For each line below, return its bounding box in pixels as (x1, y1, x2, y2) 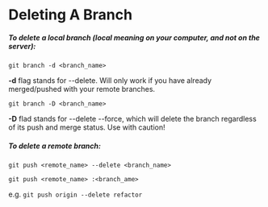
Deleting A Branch (8, 6, 133, 24)
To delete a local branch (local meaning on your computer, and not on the (8, 32, 261, 42)
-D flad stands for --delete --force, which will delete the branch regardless (8, 114, 257, 124)
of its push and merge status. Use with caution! (8, 122, 165, 132)
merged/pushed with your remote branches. (8, 85, 156, 94)
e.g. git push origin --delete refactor (8, 189, 143, 199)
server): (8, 41, 36, 51)
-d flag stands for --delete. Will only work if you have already (8, 76, 212, 85)
